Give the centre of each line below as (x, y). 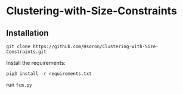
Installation (27, 33)
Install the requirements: (36, 63)
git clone (18, 46)
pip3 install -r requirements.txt (49, 74)
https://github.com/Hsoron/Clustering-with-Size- (96, 46)
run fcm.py (19, 85)
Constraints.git (26, 52)
